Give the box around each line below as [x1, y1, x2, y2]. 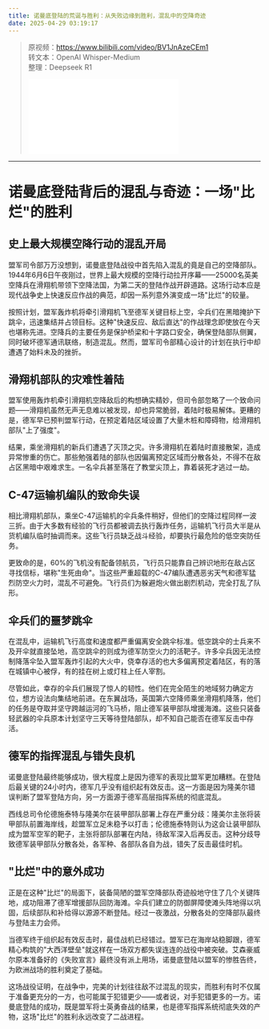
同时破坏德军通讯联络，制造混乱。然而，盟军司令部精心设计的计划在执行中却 [8, 337, 261, 347]
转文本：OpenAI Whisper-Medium [27, 52, 140, 62]
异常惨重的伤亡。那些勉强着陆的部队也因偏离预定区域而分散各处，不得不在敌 [8, 452, 261, 462]
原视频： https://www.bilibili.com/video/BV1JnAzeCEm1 [27, 42, 209, 52]
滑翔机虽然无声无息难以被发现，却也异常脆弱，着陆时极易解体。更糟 [29, 405, 254, 415]
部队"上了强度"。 [8, 425, 65, 435]
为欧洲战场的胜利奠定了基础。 [8, 964, 106, 974]
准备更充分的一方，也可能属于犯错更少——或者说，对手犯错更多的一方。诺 [14, 991, 261, 1001]
